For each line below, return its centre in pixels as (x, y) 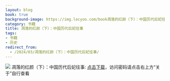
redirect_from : (21, 47)
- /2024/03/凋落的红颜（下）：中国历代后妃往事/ (55, 52)
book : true (17, 15)
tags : (11, 33)
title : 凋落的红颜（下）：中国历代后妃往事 (44, 29)
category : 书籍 (20, 24)
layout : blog (19, 10)
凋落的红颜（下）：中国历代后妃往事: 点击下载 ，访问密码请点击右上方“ (83, 67)
